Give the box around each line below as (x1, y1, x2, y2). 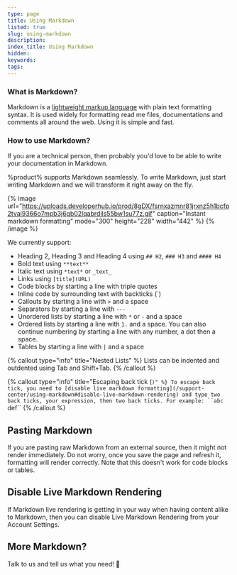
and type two (182, 391, 221, 398)
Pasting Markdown (7, 424, 93, 437)
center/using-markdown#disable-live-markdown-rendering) (7, 391, 180, 398)
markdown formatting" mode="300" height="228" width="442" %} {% (7, 217, 215, 226)
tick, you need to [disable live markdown (7, 385, 135, 393)
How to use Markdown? (7, 136, 91, 146)
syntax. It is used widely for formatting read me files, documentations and (7, 110, 224, 119)
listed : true (7, 23, 46, 31)
